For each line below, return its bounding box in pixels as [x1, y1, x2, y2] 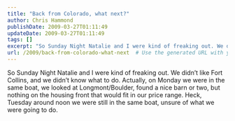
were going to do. [7, 106, 58, 114]
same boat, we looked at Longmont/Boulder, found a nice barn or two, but [7, 83, 220, 92]
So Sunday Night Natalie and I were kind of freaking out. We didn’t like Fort [7, 68, 223, 77]
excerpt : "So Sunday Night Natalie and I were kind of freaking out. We [7, 43, 224, 50]
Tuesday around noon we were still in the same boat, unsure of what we [7, 98, 215, 106]
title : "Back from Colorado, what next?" [7, 10, 130, 17]
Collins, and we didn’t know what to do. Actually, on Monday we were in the [7, 76, 225, 84]
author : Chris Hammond [7, 17, 73, 24]
